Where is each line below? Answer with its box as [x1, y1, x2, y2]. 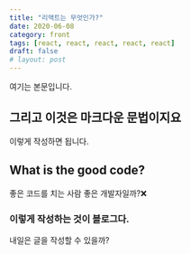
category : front [9, 30, 70, 39]
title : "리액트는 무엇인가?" [9, 13, 104, 23]
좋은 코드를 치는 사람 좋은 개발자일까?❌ [9, 187, 147, 199]
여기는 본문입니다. [9, 81, 73, 91]
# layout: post [9, 55, 67, 64]
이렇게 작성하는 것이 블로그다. [9, 212, 130, 225]
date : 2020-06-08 [9, 22, 75, 31]
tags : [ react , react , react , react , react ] [9, 38, 176, 48]
